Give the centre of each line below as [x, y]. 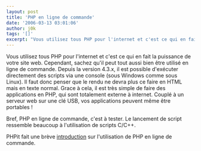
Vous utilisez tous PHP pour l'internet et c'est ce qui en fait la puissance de [99, 56]
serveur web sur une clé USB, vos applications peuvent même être [89, 101]
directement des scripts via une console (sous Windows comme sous [92, 75]
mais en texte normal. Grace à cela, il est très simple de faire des [86, 88]
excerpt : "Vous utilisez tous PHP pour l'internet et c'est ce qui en [96, 39]
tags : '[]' [20, 34]
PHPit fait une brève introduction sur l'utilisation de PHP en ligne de [89, 137]
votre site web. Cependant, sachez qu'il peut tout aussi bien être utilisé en [98, 63]
